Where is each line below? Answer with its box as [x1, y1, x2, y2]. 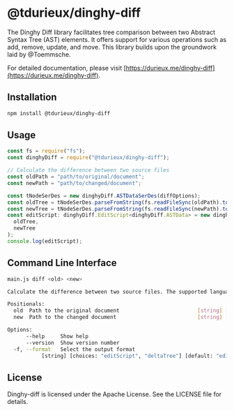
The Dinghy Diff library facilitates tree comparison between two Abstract [7, 28, 216, 36]
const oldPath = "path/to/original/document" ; [7, 173, 145, 181]
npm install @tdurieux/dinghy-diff [7, 110, 111, 117]
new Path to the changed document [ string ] [13, 314, 223, 321]
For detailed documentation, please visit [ [7, 63, 127, 72]
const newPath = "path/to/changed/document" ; [7, 179, 141, 186]
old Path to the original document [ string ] [13, 307, 223, 315]
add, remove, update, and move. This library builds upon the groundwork [7, 43, 217, 51]
